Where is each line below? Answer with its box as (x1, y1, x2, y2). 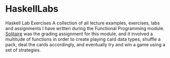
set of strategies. (5, 47, 41, 53)
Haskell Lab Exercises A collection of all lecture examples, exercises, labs (5, 20, 160, 26)
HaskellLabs (5, 3, 59, 15)
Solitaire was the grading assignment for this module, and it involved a (5, 31, 153, 37)
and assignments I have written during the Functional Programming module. (5, 25, 165, 31)
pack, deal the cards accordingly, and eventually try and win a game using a (5, 41, 165, 47)
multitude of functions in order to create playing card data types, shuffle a (5, 36, 161, 42)
